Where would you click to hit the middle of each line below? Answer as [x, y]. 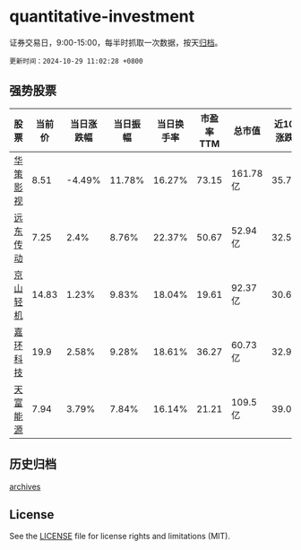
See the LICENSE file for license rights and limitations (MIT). [120, 537]
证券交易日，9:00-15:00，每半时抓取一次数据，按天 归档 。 [116, 42]
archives [25, 486]
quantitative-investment [102, 17]
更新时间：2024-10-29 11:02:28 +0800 [76, 61]
